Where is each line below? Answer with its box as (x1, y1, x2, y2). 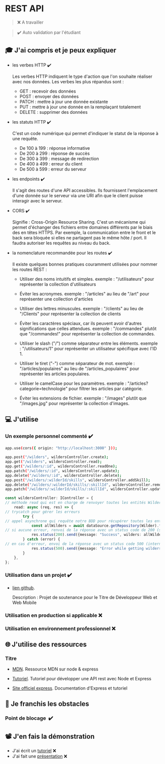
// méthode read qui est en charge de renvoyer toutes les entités (5, 500, 146, 505)
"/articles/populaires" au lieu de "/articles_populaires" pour (19, 365, 139, 371)
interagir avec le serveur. (12, 198, 63, 203)
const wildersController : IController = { (5, 496, 93, 500)
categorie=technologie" (19, 385, 68, 392)
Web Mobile (12, 599, 37, 605)
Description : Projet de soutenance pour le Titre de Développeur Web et (12, 594, 158, 600)
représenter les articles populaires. (19, 370, 90, 377)
